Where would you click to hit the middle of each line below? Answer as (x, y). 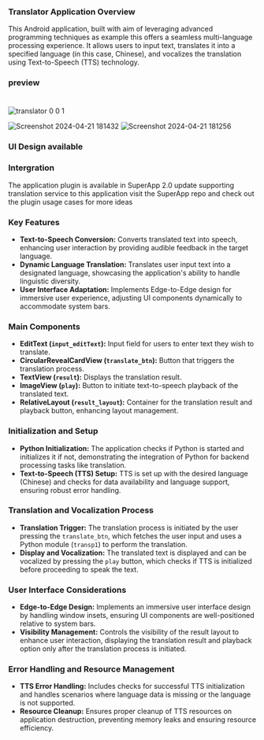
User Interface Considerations (67, 590)
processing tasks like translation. (73, 465)
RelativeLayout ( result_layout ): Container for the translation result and (136, 402)
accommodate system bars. (65, 306)
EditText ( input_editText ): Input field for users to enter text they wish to (137, 344)
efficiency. (36, 728)
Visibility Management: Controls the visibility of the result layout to (129, 632)
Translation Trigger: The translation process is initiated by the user (129, 527)
